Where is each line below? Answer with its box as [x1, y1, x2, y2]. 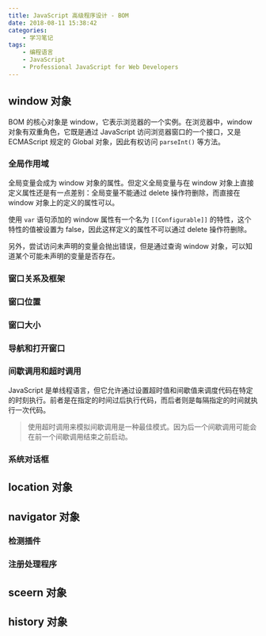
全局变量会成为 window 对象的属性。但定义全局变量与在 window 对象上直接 [8, 177, 255, 187]
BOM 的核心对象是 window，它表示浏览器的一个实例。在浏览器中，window [8, 116, 253, 127]
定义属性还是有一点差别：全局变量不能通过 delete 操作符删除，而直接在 [8, 188, 241, 197]
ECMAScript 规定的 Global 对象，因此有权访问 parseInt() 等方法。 [8, 136, 226, 147]
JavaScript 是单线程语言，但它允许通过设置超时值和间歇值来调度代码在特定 [8, 385, 253, 394]
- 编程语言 [22, 48, 54, 56]
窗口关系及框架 [8, 272, 66, 284]
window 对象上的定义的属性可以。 [8, 197, 120, 207]
